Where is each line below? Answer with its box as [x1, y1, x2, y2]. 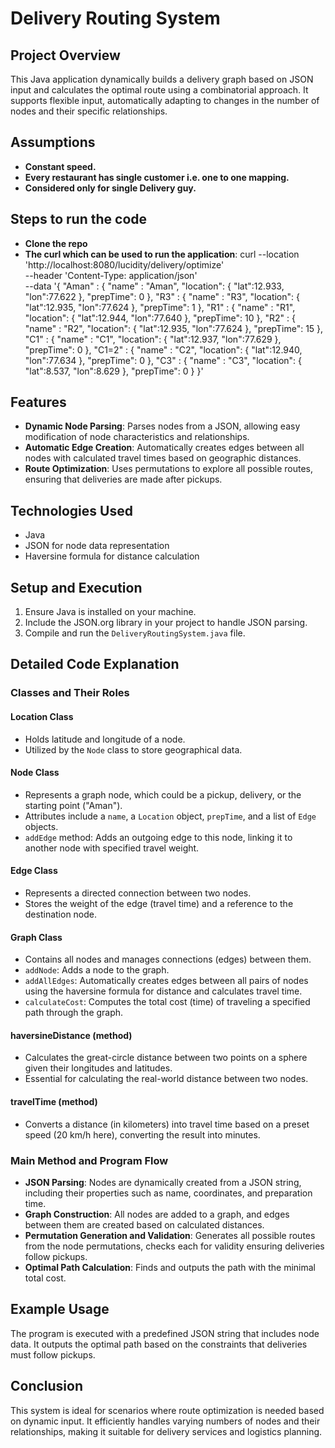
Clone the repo [24, 237, 88, 249]
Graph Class [10, 931, 63, 943]
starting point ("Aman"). [24, 799, 123, 811]
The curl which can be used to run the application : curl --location [24, 248, 300, 260]
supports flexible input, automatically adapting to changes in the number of [10, 95, 320, 106]
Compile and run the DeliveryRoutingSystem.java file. [24, 627, 246, 639]
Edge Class [10, 865, 58, 877]
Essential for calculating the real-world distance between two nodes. [24, 1073, 309, 1085]
